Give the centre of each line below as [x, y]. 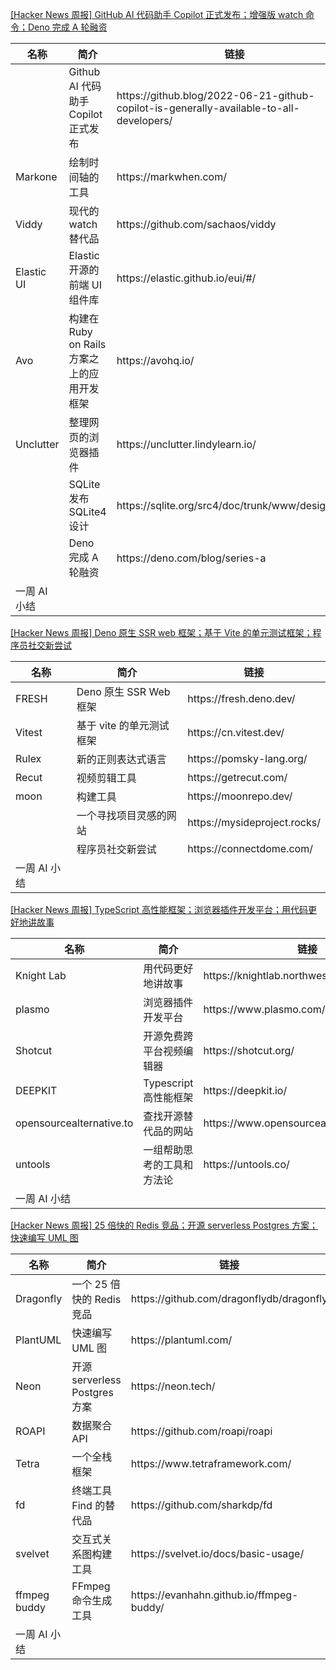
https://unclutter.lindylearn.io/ [186, 444]
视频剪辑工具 [106, 778]
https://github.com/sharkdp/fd [201, 1505]
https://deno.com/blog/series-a [191, 558]
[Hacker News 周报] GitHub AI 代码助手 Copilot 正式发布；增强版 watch [157, 14]
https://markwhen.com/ [171, 176]
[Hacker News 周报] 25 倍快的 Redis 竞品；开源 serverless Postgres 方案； [164, 1225]
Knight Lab [41, 975]
